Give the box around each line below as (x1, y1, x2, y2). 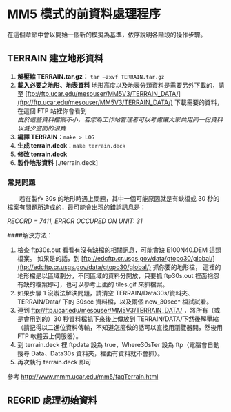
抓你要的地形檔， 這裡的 (152, 263, 221, 271)
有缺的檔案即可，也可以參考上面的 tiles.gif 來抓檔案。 (17, 280, 169, 288)
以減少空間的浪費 (17, 124, 66, 132)
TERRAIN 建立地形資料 (7, 52, 103, 64)
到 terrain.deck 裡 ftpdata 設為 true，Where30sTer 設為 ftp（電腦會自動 (17, 341, 220, 349)
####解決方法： (7, 231, 53, 239)
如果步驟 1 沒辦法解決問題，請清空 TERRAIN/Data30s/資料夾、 (17, 289, 194, 297)
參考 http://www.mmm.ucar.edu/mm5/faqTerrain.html (7, 373, 159, 381)
